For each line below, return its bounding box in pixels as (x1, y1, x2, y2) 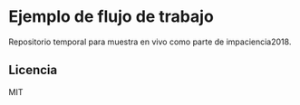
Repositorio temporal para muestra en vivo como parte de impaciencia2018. (8, 36, 292, 47)
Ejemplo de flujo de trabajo (8, 6, 214, 27)
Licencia (8, 62, 58, 78)
